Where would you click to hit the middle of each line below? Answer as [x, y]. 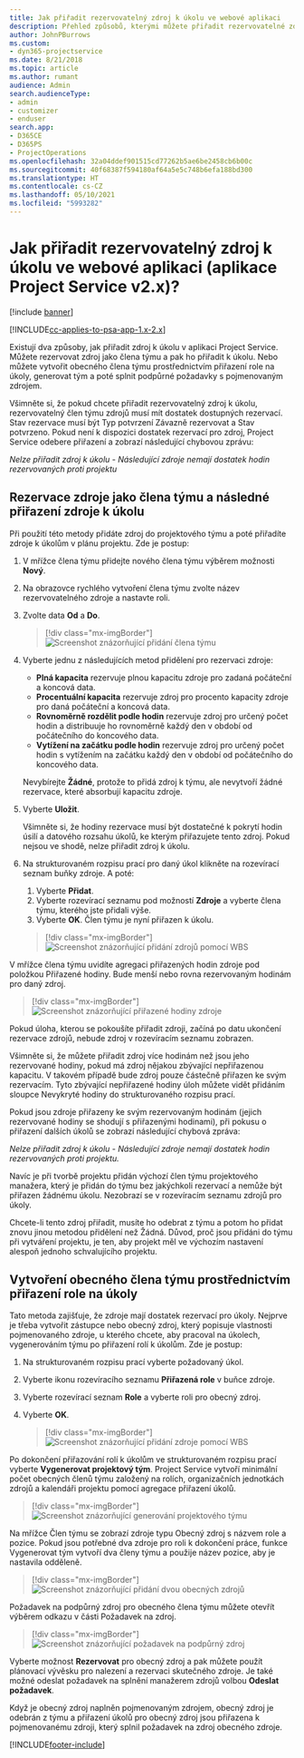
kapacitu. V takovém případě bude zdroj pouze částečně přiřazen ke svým [148, 1075]
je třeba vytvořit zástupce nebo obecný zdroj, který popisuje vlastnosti [141, 1325]
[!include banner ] [42, 312]
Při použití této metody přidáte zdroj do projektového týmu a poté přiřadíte [148, 533]
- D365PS [26, 144]
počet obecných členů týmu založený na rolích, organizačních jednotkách [147, 1479]
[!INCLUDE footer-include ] [57, 1745]
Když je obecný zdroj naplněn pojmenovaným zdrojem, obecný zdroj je [142, 1708]
